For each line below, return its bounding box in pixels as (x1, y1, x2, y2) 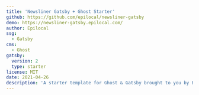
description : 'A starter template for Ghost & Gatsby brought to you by (6, 80, 190, 86)
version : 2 (11, 58, 38, 64)
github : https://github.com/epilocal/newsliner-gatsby (6, 14, 145, 20)
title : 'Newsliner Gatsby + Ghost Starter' (6, 8, 115, 15)
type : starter (11, 63, 46, 70)
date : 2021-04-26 (6, 74, 49, 80)
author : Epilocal (6, 25, 49, 31)
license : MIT (6, 69, 38, 75)
